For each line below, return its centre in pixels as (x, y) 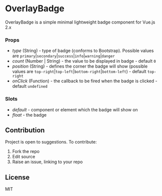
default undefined (30, 86)
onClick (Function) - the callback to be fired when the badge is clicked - (85, 81)
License (17, 177)
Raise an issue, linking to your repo (47, 162)
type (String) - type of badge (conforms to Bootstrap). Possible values (83, 51)
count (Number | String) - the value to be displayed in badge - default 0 (84, 61)
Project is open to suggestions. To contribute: (51, 142)
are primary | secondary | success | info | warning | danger (63, 56)
